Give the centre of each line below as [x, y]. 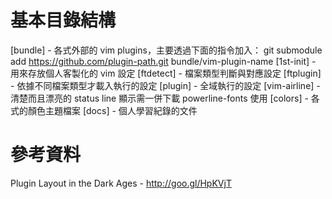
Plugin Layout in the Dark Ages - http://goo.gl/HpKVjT [121, 183]
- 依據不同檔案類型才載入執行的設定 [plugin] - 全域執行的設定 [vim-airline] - [165, 85]
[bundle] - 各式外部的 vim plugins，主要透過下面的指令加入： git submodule [166, 50]
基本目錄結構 [63, 20]
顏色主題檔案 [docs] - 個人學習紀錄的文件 [112, 110]
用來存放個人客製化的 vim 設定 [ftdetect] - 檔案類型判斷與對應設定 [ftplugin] [166, 73]
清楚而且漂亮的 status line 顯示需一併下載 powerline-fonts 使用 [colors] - [159, 98]
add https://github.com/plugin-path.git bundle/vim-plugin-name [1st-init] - [163, 61]
